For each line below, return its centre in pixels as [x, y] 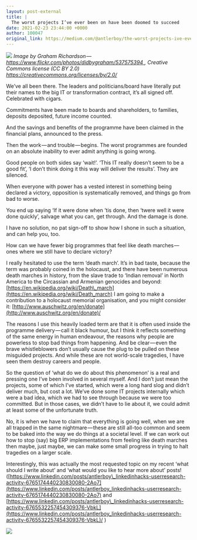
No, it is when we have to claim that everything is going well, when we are [95, 421]
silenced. [17, 175]
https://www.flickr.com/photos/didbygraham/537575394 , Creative [87, 62]
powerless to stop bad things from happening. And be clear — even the [91, 343]
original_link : [25, 39]
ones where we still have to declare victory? [59, 252]
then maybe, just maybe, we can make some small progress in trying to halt [97, 446]
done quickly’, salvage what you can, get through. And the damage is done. [97, 216]
